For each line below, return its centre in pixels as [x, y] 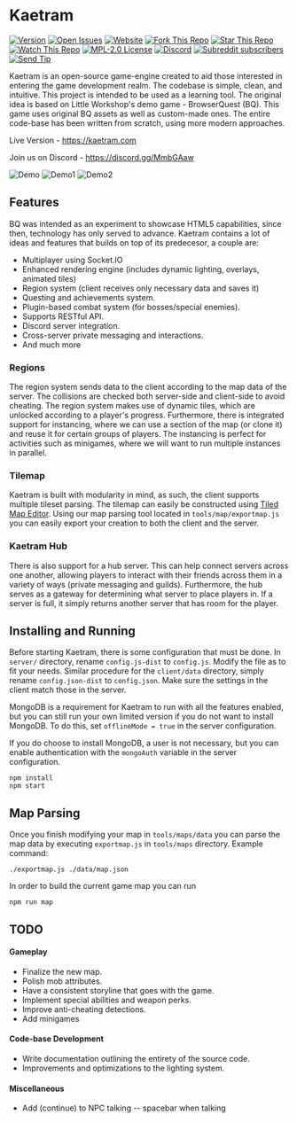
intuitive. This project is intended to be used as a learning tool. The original [145, 95]
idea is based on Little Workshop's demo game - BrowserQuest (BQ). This [144, 104]
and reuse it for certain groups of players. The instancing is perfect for [138, 434]
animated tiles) [49, 278]
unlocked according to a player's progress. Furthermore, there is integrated [147, 415]
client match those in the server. [68, 690]
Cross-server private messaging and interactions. [113, 335]
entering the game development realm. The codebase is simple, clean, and [145, 85]
